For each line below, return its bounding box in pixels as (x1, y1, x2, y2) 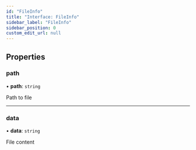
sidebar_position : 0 (6, 25, 57, 31)
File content (6, 138, 35, 146)
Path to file (6, 94, 32, 101)
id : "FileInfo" (6, 8, 43, 15)
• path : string (6, 82, 41, 89)
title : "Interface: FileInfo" (6, 14, 80, 20)
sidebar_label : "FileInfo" (6, 19, 72, 25)
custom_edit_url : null (6, 30, 61, 36)
